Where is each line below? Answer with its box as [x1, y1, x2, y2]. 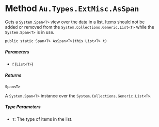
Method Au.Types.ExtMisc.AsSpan [5, 3, 139, 14]
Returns [5, 72, 22, 78]
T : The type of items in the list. [12, 116, 73, 122]
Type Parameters [5, 104, 41, 110]
